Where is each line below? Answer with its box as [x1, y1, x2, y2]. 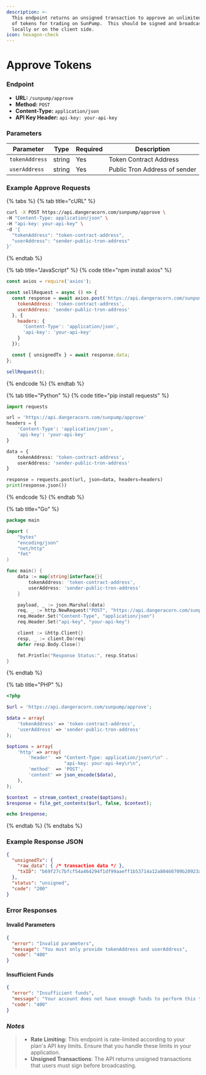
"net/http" [17, 545, 45, 552]
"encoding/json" [17, 539, 59, 546]
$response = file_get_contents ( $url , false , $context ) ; [6, 800, 152, 806]
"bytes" [17, 534, 37, 540]
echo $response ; [6, 811, 48, 817]
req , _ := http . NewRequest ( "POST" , [17, 607, 109, 614]
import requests [6, 403, 48, 410]
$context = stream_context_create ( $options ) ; [6, 794, 128, 801]
